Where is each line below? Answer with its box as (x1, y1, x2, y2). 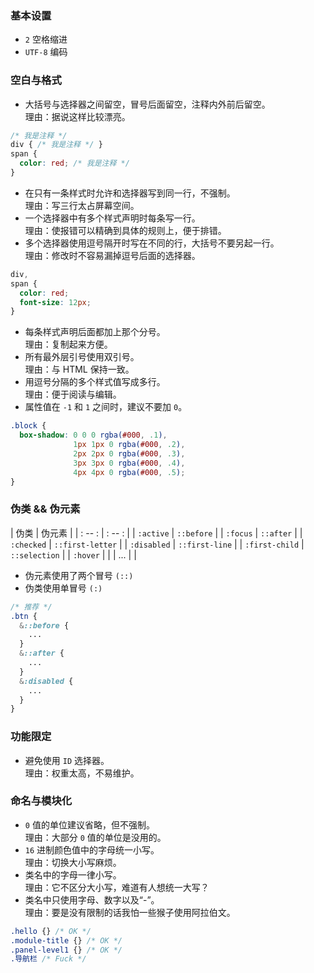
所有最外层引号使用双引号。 (24, 351, 140, 363)
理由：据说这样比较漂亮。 (24, 110, 131, 122)
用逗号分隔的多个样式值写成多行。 (24, 376, 166, 388)
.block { (10, 421, 47, 431)
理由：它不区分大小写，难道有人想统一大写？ (24, 881, 210, 893)
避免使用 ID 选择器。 (24, 754, 110, 766)
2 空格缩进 (24, 33, 68, 46)
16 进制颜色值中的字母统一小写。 (24, 843, 160, 856)
